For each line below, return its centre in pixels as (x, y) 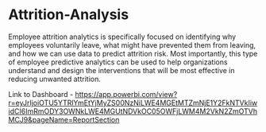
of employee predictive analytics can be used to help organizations (118, 62)
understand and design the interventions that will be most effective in (121, 70)
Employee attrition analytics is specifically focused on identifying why (122, 37)
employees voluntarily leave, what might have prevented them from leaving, (132, 45)
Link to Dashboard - (41, 94)
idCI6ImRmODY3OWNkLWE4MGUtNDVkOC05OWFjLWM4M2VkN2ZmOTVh (133, 111)
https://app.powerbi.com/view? (126, 94)
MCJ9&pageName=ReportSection (64, 119)
